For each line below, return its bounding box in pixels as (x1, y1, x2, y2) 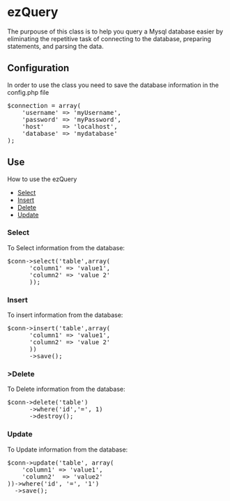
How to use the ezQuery (7, 175, 77, 183)
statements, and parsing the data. (7, 42, 104, 50)
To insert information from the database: (7, 311, 123, 319)
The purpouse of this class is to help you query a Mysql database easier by (7, 27, 224, 36)
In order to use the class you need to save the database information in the (7, 81, 220, 89)
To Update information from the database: (7, 445, 128, 454)
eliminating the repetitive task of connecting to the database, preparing (7, 34, 211, 43)
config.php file (7, 88, 49, 96)
